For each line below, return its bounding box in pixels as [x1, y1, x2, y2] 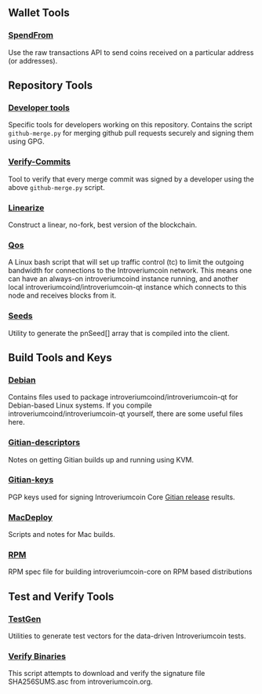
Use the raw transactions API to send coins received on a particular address [8, 47, 254, 57]
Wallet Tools [8, 6, 70, 20]
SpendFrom [8, 30, 53, 41]
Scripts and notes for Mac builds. [8, 530, 115, 539]
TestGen [8, 613, 42, 624]
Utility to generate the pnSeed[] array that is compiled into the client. [8, 328, 230, 338]
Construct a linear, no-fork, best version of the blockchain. [8, 220, 198, 229]
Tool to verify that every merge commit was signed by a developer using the [8, 174, 255, 184]
